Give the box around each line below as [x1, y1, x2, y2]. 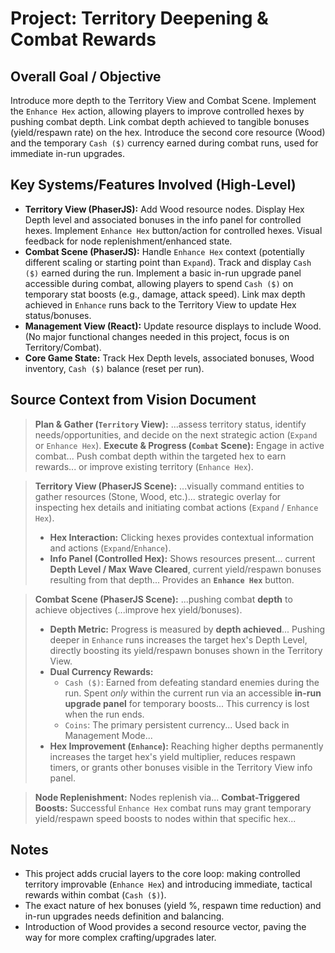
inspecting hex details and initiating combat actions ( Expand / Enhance [34, 501, 319, 513]
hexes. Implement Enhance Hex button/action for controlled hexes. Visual [24, 224, 323, 236]
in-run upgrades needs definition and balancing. [24, 910, 225, 922]
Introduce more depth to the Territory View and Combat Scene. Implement [10, 95, 317, 106]
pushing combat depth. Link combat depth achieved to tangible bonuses [10, 116, 310, 127]
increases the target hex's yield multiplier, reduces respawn [49, 750, 297, 762]
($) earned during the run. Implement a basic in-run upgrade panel [24, 267, 302, 279]
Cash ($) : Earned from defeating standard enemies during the [64, 676, 320, 688]
